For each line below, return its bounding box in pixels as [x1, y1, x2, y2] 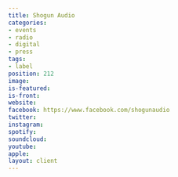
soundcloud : [8, 135, 47, 143]
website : [8, 99, 37, 107]
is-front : [8, 92, 41, 99]
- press [8, 48, 34, 56]
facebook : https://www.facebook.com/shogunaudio [8, 107, 170, 114]
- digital [8, 41, 41, 49]
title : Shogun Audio [8, 11, 76, 20]
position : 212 [8, 70, 55, 78]
